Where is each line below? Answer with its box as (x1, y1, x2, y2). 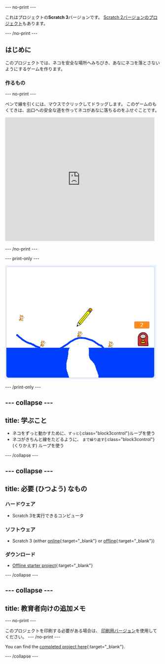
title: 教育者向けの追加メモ (5, 604, 86, 612)
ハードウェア (5, 501, 36, 507)
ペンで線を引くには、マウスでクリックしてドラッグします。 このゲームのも (5, 101, 157, 107)
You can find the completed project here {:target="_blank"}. (5, 644, 126, 650)
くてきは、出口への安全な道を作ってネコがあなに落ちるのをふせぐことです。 (5, 107, 160, 113)
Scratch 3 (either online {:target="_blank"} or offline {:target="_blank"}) (12, 538, 155, 543)
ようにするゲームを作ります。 (5, 66, 66, 72)
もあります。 (22, 21, 48, 26)
